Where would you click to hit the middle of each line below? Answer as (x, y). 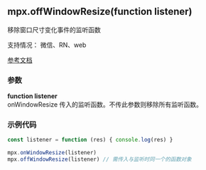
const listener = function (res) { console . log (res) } (90, 140)
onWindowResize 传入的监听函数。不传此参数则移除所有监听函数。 (105, 105)
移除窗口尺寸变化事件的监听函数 (54, 30)
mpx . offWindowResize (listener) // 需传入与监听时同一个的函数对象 (99, 159)
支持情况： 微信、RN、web (47, 45)
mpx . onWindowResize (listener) (52, 153)
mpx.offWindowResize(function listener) (100, 12)
